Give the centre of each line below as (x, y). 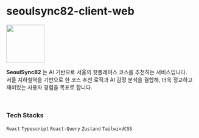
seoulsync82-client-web (71, 11)
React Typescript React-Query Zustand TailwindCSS (69, 129)
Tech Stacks (25, 115)
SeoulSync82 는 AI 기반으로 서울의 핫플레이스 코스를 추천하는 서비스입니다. (97, 72)
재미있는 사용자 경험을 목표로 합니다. (49, 87)
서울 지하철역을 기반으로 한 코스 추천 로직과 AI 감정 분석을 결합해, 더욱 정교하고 (100, 80)
